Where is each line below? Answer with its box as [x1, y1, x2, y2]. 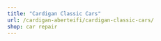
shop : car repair [7, 23, 58, 30]
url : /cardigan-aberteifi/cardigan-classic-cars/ [7, 17, 155, 24]
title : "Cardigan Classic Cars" [7, 10, 101, 17]
